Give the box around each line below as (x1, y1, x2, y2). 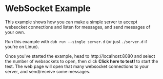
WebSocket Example (5, 3, 91, 14)
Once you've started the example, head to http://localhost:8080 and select (5, 53, 155, 59)
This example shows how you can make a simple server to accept (5, 19, 138, 25)
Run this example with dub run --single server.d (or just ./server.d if (5, 38, 147, 44)
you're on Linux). (5, 44, 39, 49)
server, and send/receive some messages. (5, 68, 91, 74)
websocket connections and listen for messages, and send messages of (5, 24, 150, 30)
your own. (5, 29, 25, 35)
